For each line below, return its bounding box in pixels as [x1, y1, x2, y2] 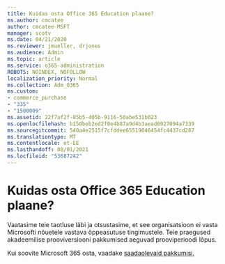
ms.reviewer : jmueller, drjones [7, 42, 101, 49]
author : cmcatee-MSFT [7, 23, 70, 30]
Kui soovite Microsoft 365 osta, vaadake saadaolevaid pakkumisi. [7, 249, 195, 257]
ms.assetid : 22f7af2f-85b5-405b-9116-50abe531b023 [7, 114, 157, 121]
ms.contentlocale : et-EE [7, 140, 79, 147]
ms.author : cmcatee [7, 17, 64, 24]
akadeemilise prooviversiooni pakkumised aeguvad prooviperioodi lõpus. [7, 235, 217, 244]
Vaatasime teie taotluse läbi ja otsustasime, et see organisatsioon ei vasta [7, 220, 218, 228]
